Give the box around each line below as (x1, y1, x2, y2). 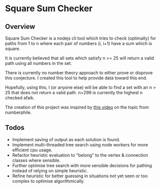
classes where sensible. (12, 157, 61, 163)
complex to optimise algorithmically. (12, 178, 85, 184)
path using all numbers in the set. (5, 61, 72, 66)
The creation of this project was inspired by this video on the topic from (5, 105, 149, 110)
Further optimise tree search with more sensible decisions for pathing (12, 162, 152, 168)
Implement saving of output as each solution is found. (12, 136, 121, 142)
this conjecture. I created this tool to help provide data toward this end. (5, 75, 147, 81)
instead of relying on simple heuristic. (12, 168, 88, 173)
